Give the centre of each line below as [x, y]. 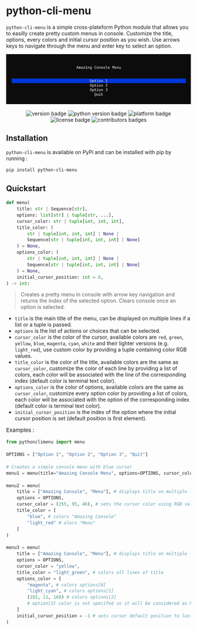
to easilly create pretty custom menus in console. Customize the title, [89, 33]
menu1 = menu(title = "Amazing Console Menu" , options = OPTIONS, [84, 473]
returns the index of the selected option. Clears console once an [98, 301]
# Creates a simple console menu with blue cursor [69, 467]
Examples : [20, 430]
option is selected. [43, 307]
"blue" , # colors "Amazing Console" [72, 516]
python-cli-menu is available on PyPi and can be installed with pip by [89, 152]
